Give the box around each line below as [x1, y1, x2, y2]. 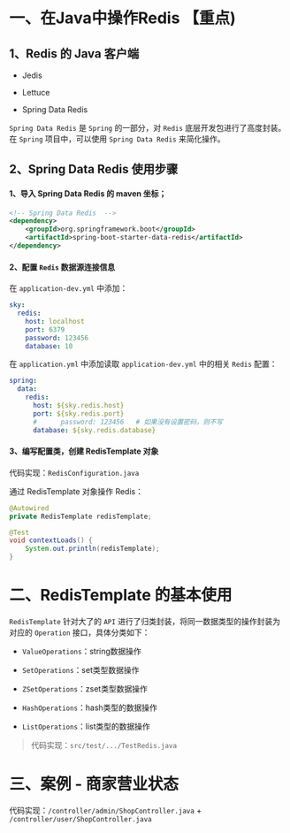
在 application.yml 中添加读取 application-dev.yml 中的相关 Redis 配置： [9, 359, 278, 370]
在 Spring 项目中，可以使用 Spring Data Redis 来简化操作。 [9, 134, 225, 144]
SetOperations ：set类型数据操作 [21, 664, 140, 675]
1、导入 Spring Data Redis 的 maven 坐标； [9, 187, 167, 199]
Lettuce [21, 88, 50, 97]
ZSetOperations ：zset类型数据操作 [21, 683, 148, 694]
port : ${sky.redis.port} [32, 409, 125, 418]
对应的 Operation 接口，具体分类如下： [9, 627, 150, 638]
